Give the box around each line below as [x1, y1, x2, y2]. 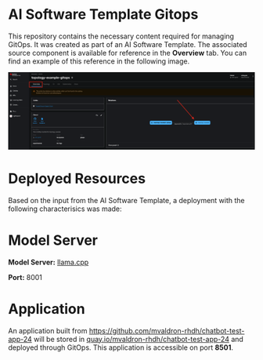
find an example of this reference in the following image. [8, 56, 190, 66]
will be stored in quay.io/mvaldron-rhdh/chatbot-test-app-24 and [34, 334, 244, 344]
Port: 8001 [8, 272, 43, 282]
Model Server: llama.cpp [8, 257, 89, 267]
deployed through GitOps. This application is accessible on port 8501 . [8, 343, 233, 352]
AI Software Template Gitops [8, 5, 199, 24]
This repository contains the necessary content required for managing [8, 31, 235, 41]
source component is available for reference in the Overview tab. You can [8, 48, 247, 57]
